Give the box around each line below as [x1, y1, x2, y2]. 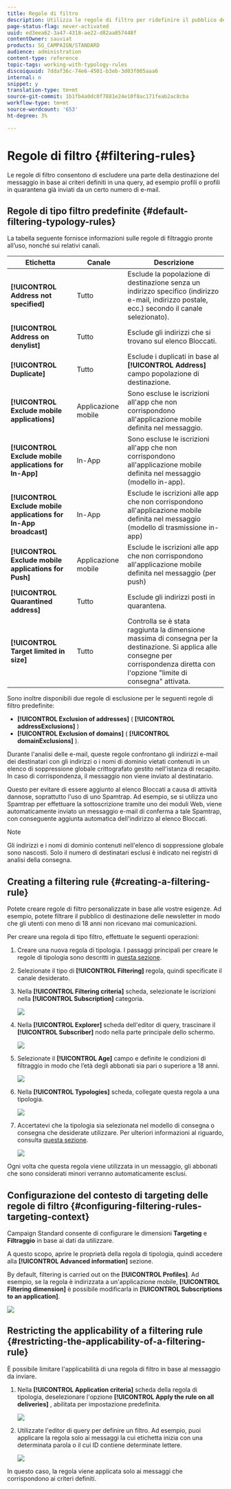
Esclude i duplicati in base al [127, 352, 219, 362]
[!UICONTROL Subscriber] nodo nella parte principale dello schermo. [16, 1028, 215, 1037]
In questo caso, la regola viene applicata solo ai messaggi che [7, 1467, 184, 1475]
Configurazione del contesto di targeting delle [7, 1189, 208, 1201]
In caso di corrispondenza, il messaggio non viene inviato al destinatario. [7, 772, 214, 780]
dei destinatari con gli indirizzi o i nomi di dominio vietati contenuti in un [7, 758, 210, 766]
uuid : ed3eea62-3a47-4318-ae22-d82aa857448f [7, 29, 137, 36]
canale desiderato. [16, 974, 70, 982]
